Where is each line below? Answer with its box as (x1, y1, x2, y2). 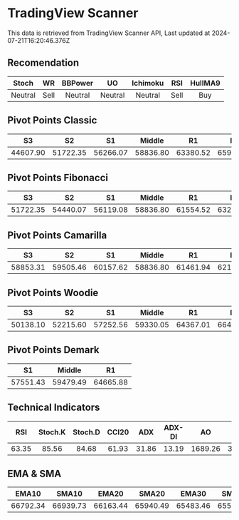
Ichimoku (131, 78, 164, 88)
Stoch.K (38, 427, 66, 437)
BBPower (61, 78, 94, 88)
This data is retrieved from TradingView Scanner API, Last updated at (7, 29, 211, 37)
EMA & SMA (7, 468, 62, 480)
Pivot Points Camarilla (7, 229, 107, 241)
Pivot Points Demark (7, 344, 100, 356)
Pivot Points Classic (7, 114, 97, 126)
